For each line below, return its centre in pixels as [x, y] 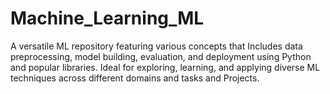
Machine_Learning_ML [107, 18]
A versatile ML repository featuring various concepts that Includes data [156, 46]
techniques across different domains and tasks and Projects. [135, 78]
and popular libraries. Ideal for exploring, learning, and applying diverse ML [165, 67]
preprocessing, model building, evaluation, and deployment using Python [161, 56]
